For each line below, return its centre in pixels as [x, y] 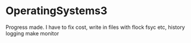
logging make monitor [32, 33]
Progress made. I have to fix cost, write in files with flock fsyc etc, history [95, 27]
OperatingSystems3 [57, 11]
